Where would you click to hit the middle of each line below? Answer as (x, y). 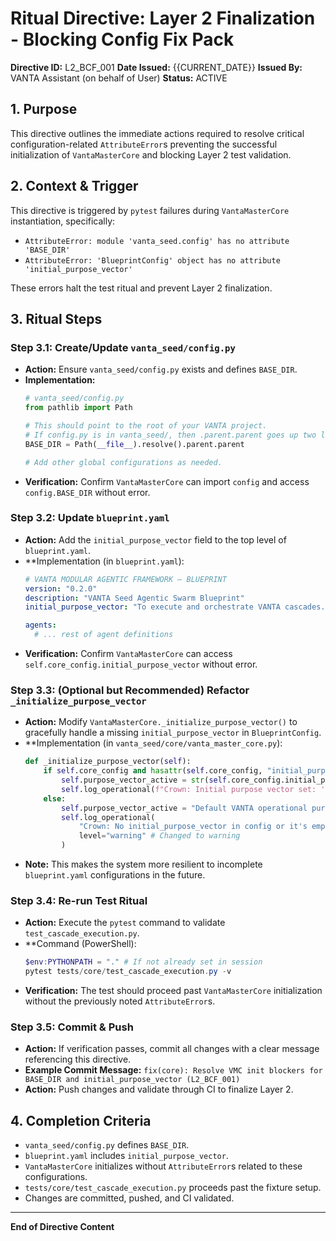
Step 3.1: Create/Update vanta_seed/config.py (123, 347)
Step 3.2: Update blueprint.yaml (90, 518)
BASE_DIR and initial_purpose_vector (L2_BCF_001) (132, 1080)
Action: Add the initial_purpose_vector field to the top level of (155, 539)
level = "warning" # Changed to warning (159, 836)
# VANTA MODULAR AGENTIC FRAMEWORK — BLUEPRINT (125, 579)
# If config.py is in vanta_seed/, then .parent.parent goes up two (170, 435)
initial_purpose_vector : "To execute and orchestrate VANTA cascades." (177, 607)
